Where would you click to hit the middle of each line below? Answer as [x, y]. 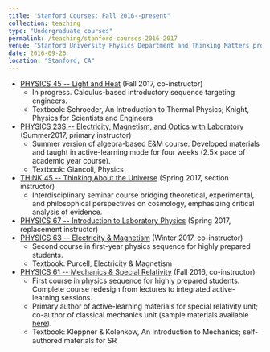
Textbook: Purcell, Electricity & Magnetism [102, 263]
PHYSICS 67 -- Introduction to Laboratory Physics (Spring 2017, [125, 220]
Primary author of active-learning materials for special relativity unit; [145, 306]
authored [47, 340]
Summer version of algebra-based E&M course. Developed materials [145, 143]
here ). [42, 323]
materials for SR [90, 340]
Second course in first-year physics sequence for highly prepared [141, 246]
